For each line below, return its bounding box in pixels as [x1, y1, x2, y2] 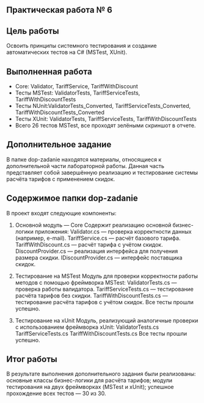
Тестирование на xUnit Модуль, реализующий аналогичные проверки [15, 317, 199, 324]
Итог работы [6, 354, 57, 364]
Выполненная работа [6, 66, 93, 77]
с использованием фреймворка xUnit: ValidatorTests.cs [15, 323, 159, 331]
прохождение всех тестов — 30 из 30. [6, 390, 106, 397]
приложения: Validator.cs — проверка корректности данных [34, 228, 192, 235]
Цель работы [6, 26, 59, 36]
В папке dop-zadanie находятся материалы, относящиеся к [6, 156, 162, 163]
